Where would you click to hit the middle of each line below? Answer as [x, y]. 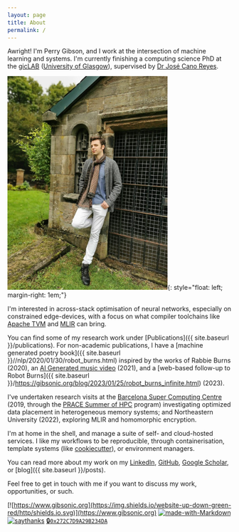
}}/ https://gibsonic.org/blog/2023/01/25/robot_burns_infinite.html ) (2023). [116, 383]
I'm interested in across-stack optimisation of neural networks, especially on [119, 309]
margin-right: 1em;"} [37, 295]
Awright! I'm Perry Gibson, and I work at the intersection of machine [107, 51]
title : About [27, 22]
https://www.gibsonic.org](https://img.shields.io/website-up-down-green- [123, 505]
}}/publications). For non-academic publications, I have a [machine [105, 345]
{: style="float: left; [195, 288]
